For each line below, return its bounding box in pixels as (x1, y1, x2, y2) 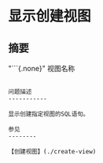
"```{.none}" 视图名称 (8, 64, 75, 73)
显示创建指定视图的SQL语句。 (8, 110, 90, 118)
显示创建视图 (8, 7, 92, 25)
